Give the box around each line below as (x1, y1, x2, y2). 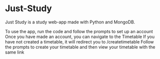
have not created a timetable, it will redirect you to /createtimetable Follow (5, 39, 154, 44)
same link (5, 49, 24, 55)
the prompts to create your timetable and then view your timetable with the (5, 44, 156, 50)
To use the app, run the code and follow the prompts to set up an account (5, 28, 153, 34)
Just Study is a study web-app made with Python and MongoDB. (5, 19, 136, 25)
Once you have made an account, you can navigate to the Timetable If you (5, 34, 155, 39)
